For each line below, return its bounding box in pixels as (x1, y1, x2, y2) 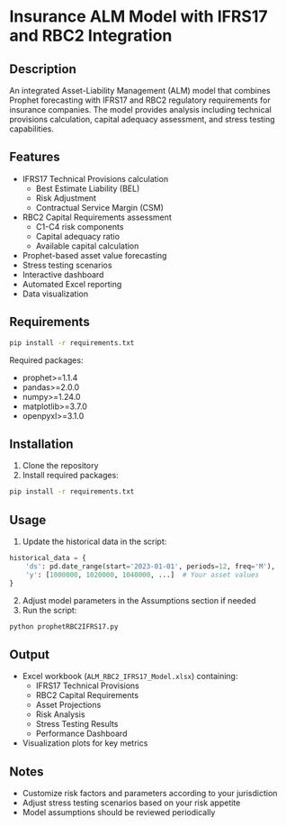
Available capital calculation (35, 241, 139, 251)
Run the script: (22, 604, 77, 615)
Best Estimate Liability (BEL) (35, 183, 140, 194)
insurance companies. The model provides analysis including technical (9, 104, 272, 114)
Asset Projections (35, 700, 102, 711)
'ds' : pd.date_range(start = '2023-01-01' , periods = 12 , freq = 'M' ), (25, 561, 276, 571)
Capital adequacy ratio (35, 231, 120, 241)
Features (9, 150, 60, 165)
